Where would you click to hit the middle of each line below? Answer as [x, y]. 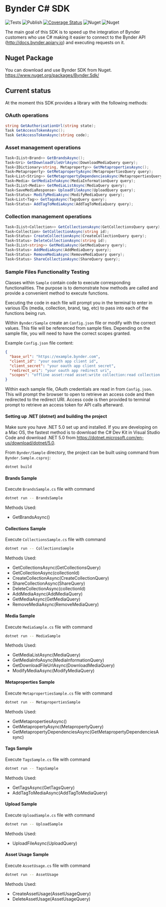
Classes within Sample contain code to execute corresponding [68, 282]
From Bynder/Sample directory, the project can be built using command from [82, 453]
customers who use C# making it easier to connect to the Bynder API [75, 37]
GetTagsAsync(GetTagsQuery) [43, 787]
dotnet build [19, 467]
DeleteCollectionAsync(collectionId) [49, 589]
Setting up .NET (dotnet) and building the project [56, 416]
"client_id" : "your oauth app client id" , [54, 361]
